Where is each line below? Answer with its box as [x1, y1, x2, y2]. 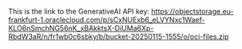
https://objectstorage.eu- [151, 7, 234, 16]
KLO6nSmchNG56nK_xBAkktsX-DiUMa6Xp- [8, 24, 154, 32]
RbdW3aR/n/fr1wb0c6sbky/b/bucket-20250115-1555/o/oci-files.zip [8, 32, 229, 41]
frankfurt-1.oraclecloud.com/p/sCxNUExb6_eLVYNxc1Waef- [8, 15, 205, 24]
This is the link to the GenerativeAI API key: [8, 7, 150, 16]
